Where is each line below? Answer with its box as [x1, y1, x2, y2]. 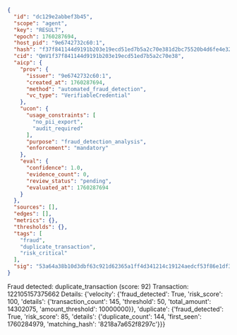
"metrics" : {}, [13, 217, 59, 224]
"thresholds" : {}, [13, 223, 68, 230]
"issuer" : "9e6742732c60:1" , [25, 72, 112, 79]
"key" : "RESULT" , [13, 26, 65, 33]
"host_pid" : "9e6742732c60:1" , [13, 40, 106, 47]
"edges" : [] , [13, 211, 52, 218]
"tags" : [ [13, 230, 42, 237]
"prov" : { [20, 66, 49, 73]
